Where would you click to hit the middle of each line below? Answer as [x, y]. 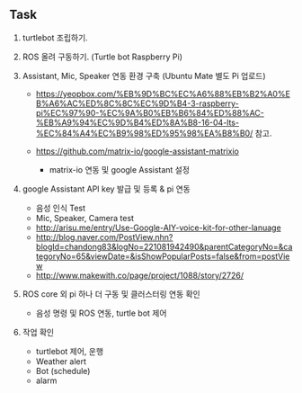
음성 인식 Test [61, 208]
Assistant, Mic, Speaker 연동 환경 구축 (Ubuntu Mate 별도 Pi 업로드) [144, 76]
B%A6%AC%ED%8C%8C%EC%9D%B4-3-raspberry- [138, 103]
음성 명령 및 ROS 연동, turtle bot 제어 [101, 313]
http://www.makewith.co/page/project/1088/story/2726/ [140, 275]
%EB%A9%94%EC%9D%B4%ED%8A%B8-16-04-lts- [138, 122]
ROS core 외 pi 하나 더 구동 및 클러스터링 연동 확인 [111, 294]
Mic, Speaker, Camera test [85, 218]
